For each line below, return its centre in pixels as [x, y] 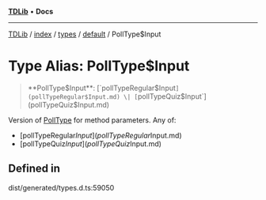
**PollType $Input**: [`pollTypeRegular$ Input [102, 88]
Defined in [34, 169]
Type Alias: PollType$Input [99, 66]
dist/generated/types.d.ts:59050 [61, 187]
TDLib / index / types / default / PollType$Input [85, 34]
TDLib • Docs [31, 11]
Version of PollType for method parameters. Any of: [92, 120]
